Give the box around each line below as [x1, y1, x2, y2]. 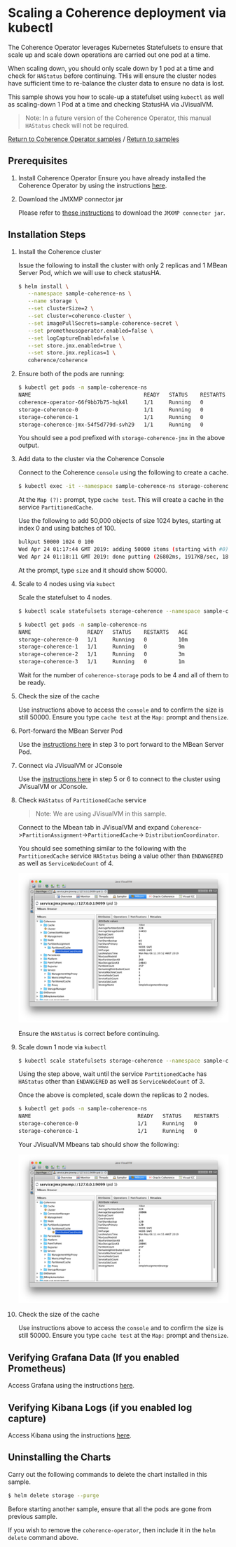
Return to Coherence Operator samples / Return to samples [8, 135, 179, 143]
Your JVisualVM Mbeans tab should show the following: [18, 1140, 179, 1148]
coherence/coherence [27, 357, 88, 364]
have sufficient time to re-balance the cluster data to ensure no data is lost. [8, 79, 225, 87]
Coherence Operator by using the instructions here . [18, 181, 167, 190]
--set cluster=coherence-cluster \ [27, 312, 132, 320]
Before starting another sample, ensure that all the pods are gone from [8, 1504, 212, 1513]
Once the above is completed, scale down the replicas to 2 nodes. [18, 1091, 209, 1099]
